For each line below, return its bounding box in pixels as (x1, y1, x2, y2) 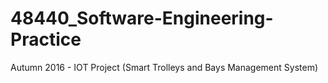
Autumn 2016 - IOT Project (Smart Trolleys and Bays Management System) (10, 61, 319, 73)
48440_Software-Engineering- (10, 7, 274, 30)
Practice (10, 28, 82, 51)
